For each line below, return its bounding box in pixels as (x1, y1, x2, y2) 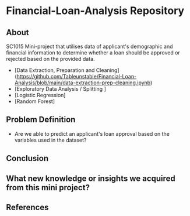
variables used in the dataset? (14, 136, 87, 143)
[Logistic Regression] (14, 92, 66, 98)
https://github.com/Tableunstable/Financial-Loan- (16, 73, 137, 80)
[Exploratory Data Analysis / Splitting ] (14, 85, 106, 92)
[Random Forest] (14, 98, 55, 105)
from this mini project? (6, 183, 90, 193)
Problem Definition (6, 115, 76, 125)
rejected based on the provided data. (6, 56, 95, 62)
